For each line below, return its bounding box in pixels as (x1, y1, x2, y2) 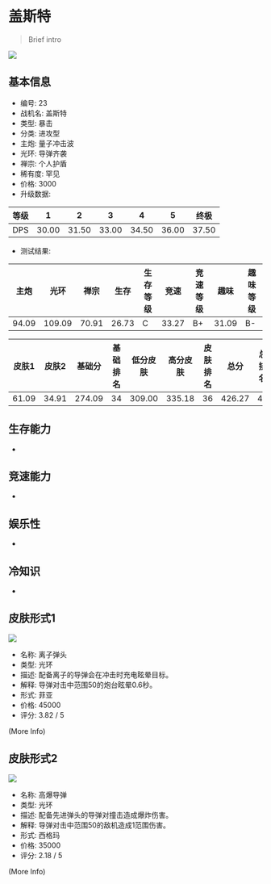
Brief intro (27, 34, 62, 44)
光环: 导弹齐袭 (19, 149, 67, 158)
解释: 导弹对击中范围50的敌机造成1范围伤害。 (19, 820, 171, 830)
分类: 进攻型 (19, 128, 60, 138)
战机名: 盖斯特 (19, 108, 67, 118)
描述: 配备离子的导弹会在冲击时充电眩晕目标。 (19, 669, 173, 679)
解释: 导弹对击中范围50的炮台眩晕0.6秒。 (19, 680, 157, 689)
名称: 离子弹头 (19, 649, 67, 659)
